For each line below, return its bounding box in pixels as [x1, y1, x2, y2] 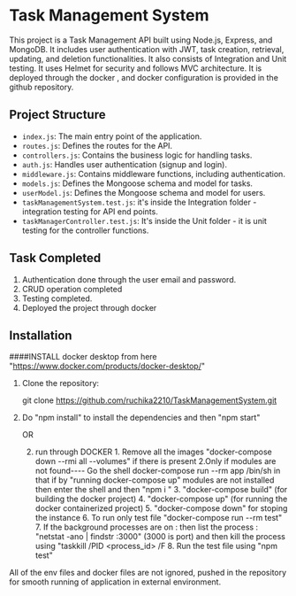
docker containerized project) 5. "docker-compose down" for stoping [34, 503, 288, 514]
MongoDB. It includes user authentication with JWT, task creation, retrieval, [9, 43, 285, 54]
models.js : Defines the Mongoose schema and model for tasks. [21, 178, 254, 189]
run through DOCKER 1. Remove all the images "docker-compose [34, 446, 272, 457]
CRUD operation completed [21, 283, 123, 294]
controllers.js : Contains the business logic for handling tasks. [21, 150, 253, 160]
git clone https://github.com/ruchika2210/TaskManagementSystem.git [21, 395, 277, 406]
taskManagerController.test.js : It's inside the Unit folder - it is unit [21, 215, 268, 226]
